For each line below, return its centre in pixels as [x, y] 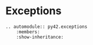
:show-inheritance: [40, 37]
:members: [28, 32]
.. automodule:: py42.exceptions [46, 27]
